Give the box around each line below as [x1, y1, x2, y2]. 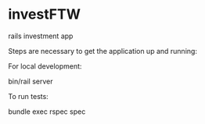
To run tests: [8, 91, 49, 101]
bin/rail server [8, 76, 53, 86]
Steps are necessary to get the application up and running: [8, 46, 198, 55]
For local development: [8, 61, 82, 71]
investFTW [8, 5, 81, 23]
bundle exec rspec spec [8, 107, 86, 116]
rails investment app [8, 31, 74, 41]
